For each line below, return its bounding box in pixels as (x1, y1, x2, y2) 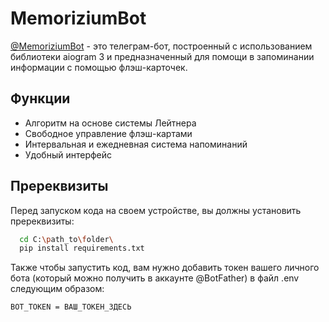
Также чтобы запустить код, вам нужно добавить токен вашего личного (10, 262, 320, 274)
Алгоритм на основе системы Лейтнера (24, 117, 197, 129)
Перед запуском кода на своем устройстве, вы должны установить (10, 204, 302, 216)
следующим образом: (10, 283, 105, 295)
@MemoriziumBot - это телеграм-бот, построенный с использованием (10, 40, 313, 52)
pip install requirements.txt (19, 243, 145, 254)
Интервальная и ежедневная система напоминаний (24, 138, 248, 150)
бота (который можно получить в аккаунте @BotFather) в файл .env (10, 272, 300, 284)
